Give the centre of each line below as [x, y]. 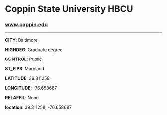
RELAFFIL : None [22, 98]
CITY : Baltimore [22, 40]
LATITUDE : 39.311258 [27, 78]
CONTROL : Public [24, 59]
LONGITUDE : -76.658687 [31, 88]
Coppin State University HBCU [69, 9]
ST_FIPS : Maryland [25, 69]
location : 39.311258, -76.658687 [39, 107]
